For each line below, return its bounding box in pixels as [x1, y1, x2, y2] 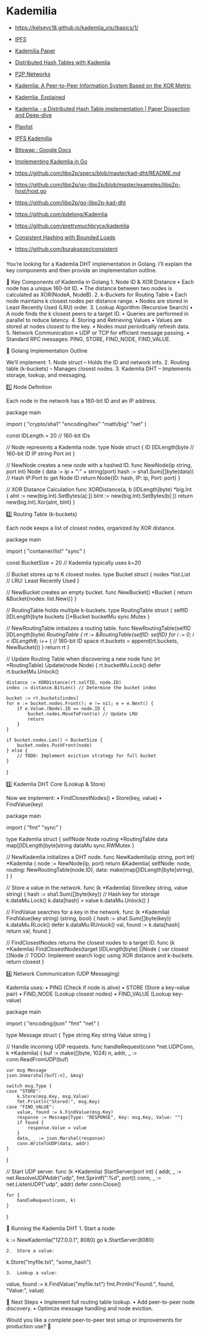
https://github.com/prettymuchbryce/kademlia [14, 222, 130, 229]
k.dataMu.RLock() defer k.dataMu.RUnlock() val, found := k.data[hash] [6, 921, 180, 928]
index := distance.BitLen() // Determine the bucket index [6, 684, 157, 690]
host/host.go [14, 187, 47, 194]
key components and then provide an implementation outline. [6, 266, 157, 273]
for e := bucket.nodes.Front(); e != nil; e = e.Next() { [6, 700, 154, 707]
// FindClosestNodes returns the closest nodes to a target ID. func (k [6, 939, 175, 946]
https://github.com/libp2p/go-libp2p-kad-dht [14, 199, 126, 206]
